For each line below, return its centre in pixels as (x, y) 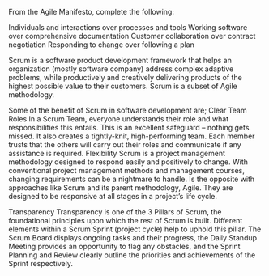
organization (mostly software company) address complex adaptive (121, 69)
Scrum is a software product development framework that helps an (120, 60)
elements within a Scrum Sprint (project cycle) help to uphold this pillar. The (135, 229)
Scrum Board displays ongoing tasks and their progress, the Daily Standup (133, 238)
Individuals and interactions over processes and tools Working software (128, 27)
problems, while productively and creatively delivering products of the (126, 77)
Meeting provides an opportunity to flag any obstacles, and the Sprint (124, 246)
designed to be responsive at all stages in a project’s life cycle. (113, 196)
